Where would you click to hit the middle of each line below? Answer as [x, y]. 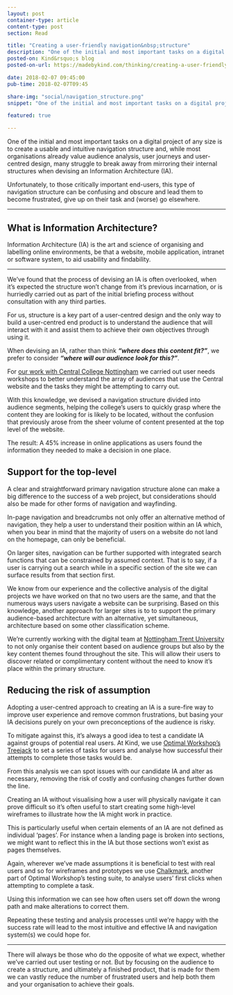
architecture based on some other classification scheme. [88, 625]
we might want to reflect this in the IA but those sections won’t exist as [108, 842]
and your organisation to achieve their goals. [71, 984]
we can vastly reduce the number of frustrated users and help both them [111, 977]
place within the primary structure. [57, 668]
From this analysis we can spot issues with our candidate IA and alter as [110, 771]
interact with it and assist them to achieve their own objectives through [108, 329]
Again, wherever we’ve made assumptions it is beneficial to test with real [111, 863]
